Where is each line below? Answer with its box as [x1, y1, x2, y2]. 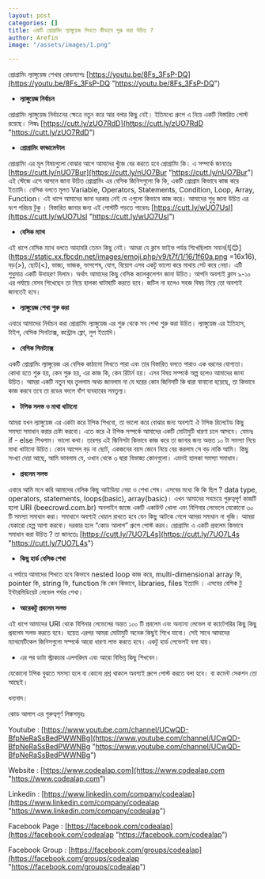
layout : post [8, 11, 51, 20]
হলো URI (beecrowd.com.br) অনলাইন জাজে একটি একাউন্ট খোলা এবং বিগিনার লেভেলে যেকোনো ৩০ [8, 503, 254, 512]
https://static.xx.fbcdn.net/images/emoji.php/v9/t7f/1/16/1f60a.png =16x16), [10, 252, 257, 261]
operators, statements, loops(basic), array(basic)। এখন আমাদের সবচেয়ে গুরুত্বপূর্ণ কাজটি [8, 494, 257, 504]
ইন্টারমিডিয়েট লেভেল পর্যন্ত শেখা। [8, 588, 84, 597]
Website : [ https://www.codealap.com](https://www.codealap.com [8, 766, 225, 775]
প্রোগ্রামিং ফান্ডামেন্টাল [19, 143, 65, 153]
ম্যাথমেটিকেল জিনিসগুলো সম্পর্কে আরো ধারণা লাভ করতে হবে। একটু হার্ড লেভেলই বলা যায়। [8, 637, 213, 646]
